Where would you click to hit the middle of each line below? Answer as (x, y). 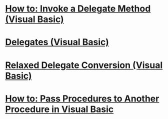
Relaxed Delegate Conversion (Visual (84, 65)
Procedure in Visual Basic (59, 109)
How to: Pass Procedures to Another (82, 98)
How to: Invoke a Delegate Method (78, 9)
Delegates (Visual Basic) (57, 42)
